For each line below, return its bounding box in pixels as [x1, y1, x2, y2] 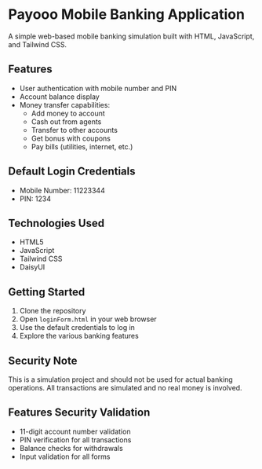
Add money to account [31, 108, 106, 118]
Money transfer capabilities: [19, 100, 111, 109]
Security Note [8, 354, 78, 367]
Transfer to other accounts [31, 125, 118, 134]
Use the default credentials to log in [19, 323, 136, 332]
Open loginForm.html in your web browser [19, 314, 157, 324]
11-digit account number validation [19, 427, 131, 436]
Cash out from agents [31, 116, 102, 126]
